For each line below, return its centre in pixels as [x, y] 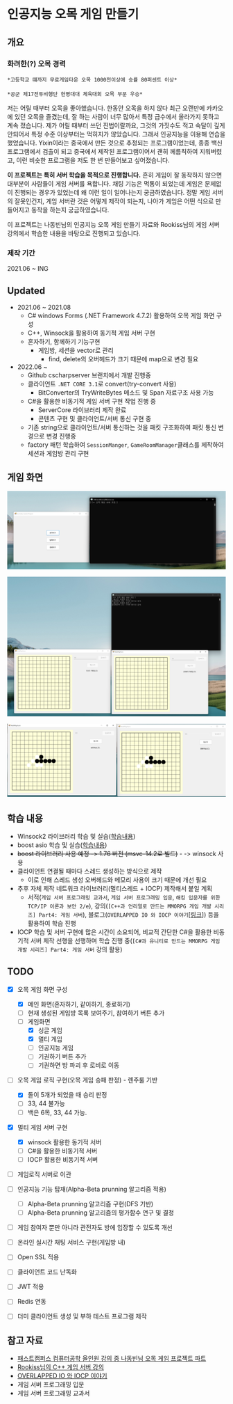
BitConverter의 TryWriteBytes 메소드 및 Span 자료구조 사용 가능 [126, 392]
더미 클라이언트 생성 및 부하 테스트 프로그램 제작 [82, 1316]
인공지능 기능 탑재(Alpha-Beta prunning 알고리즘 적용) [92, 1189]
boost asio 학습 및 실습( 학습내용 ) [62, 845]
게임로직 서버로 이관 [44, 1174]
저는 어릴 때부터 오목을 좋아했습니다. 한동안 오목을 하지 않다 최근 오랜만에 [106, 108]
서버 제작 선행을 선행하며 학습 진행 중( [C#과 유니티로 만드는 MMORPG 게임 [125, 940]
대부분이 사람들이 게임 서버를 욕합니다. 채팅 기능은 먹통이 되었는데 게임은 [105, 183]
